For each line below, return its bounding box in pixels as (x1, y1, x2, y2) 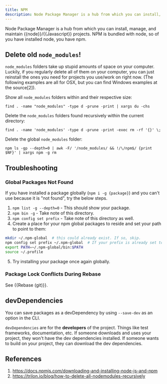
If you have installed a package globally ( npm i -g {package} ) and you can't (5, 190, 160, 196)
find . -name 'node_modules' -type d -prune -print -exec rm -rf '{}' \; (5, 128, 162, 133)
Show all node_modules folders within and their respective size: (5, 94, 133, 100)
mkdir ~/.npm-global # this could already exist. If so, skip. (5, 235, 141, 240)
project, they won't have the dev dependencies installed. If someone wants (5, 335, 159, 341)
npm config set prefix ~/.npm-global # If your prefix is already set (5, 240, 157, 245)
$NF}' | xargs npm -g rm (5, 150, 57, 155)
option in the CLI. (5, 315, 41, 321)
